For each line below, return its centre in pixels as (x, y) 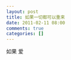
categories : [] (25, 34)
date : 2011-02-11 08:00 (36, 23)
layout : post (22, 12)
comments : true (25, 28)
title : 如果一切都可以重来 (36, 17)
